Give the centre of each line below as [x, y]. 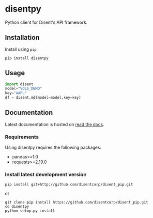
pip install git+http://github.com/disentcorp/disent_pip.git [69, 185]
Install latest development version [46, 174]
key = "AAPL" [16, 93]
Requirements [22, 137]
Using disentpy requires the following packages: [53, 148]
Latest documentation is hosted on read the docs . [54, 124]
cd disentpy [17, 207]
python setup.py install [30, 211]
